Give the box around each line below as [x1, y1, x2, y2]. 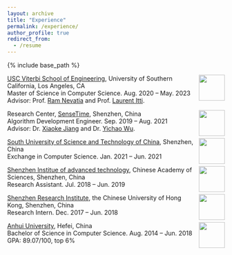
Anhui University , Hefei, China [7, 222, 93, 229]
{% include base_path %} [7, 61, 80, 69]
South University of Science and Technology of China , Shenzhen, [7, 138, 193, 145]
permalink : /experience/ [7, 23, 79, 30]
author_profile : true [7, 29, 70, 37]
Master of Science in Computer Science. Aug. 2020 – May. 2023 [7, 89, 191, 97]
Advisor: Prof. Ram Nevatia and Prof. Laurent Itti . [7, 96, 145, 104]
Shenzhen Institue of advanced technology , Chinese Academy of [7, 166, 192, 174]
